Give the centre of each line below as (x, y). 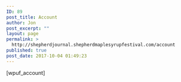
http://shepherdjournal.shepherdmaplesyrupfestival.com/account (93, 45)
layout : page (22, 34)
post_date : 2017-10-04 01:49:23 (46, 56)
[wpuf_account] (26, 72)
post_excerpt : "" (28, 28)
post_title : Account (32, 17)
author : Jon (21, 23)
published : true (26, 51)
